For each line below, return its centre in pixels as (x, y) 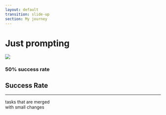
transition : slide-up (27, 14)
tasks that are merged (27, 102)
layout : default (22, 10)
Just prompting (38, 43)
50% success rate (27, 70)
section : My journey (26, 19)
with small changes (25, 107)
